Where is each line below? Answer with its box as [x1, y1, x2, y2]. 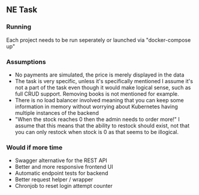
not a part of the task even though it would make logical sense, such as [14, 84, 191, 91]
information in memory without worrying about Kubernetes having [14, 103, 178, 110]
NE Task [6, 5, 38, 15]
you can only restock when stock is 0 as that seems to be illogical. [14, 128, 179, 135]
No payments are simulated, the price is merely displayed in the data [14, 71, 185, 78]
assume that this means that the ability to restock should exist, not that [14, 122, 190, 129]
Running [6, 23, 32, 31]
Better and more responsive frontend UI [14, 163, 113, 170]
